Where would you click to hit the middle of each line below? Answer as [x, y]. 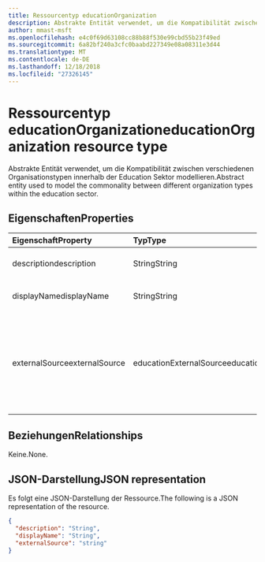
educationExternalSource [180, 363]
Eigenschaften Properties [71, 218]
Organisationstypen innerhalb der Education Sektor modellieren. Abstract [126, 177]
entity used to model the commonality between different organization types [131, 185]
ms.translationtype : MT [47, 52]
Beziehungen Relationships [76, 435]
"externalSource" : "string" [62, 543]
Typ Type [150, 240]
